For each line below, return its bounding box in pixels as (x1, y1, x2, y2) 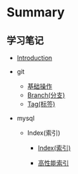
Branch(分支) (27, 91, 65, 99)
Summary (6, 4, 65, 21)
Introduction (16, 54, 53, 62)
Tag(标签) (27, 100, 56, 108)
